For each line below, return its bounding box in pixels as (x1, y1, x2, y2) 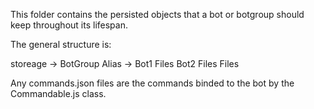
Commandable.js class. (10, 88, 107, 99)
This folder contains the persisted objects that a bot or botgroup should (10, 9, 305, 20)
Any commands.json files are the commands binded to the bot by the (10, 77, 295, 89)
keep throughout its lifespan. (10, 19, 128, 31)
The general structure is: (10, 39, 112, 50)
